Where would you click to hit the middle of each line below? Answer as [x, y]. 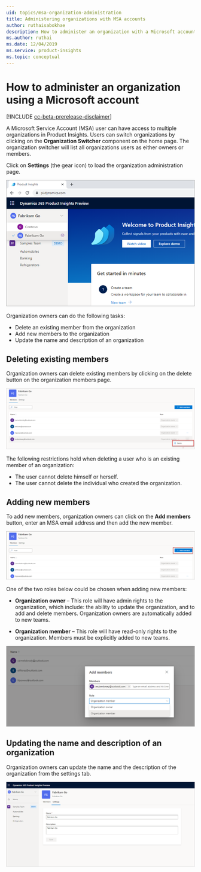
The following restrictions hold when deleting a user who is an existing [93, 459]
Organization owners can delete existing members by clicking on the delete [99, 373]
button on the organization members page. [59, 380]
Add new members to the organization [62, 334]
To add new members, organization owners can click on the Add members [99, 517]
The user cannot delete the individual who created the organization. [98, 483]
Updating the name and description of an [84, 744]
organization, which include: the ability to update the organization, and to [105, 607]
